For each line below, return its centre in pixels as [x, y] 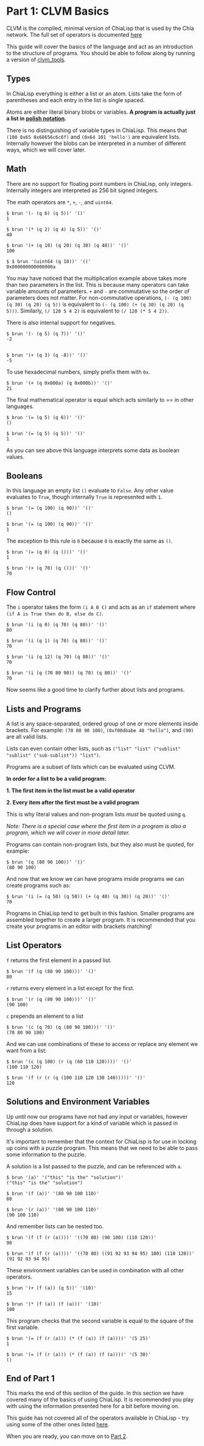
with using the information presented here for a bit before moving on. [93, 1406]
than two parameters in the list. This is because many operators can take [98, 284]
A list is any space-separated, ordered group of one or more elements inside [102, 724]
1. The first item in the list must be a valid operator [71, 791]
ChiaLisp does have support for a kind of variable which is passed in [92, 1123]
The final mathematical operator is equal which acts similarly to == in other [100, 399]
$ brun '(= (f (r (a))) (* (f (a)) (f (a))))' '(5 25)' [79, 1338]
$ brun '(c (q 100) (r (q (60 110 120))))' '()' [69, 1062]
